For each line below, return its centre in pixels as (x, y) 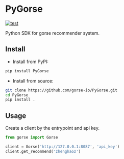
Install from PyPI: (30, 62)
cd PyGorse (17, 95)
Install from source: (33, 81)
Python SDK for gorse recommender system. (53, 33)
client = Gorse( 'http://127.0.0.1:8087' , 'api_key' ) (63, 147)
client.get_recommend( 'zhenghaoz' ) (43, 151)
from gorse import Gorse (32, 137)
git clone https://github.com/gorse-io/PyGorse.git (61, 90)
